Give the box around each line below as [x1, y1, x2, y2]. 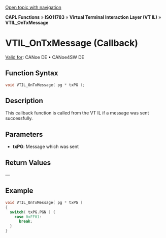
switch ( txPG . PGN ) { [10, 210, 56, 215]
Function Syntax [5, 69, 58, 78]
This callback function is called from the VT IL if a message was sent [5, 110, 149, 116]
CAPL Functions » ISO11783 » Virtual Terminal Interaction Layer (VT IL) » [5, 14, 161, 20]
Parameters [5, 130, 43, 139]
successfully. [5, 115, 33, 122]
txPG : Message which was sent [12, 143, 79, 150]
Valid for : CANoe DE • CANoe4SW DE [5, 54, 85, 60]
